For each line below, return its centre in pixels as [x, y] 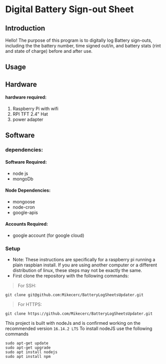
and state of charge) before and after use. [49, 51]
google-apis [25, 213]
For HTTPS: [30, 305]
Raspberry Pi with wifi [35, 108]
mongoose [24, 201]
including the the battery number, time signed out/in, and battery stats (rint [83, 46]
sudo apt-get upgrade [28, 348]
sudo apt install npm [28, 357]
